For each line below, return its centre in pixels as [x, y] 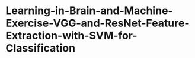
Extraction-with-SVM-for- [71, 36]
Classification [40, 48]
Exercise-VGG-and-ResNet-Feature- [98, 23]
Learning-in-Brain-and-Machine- [89, 11]
